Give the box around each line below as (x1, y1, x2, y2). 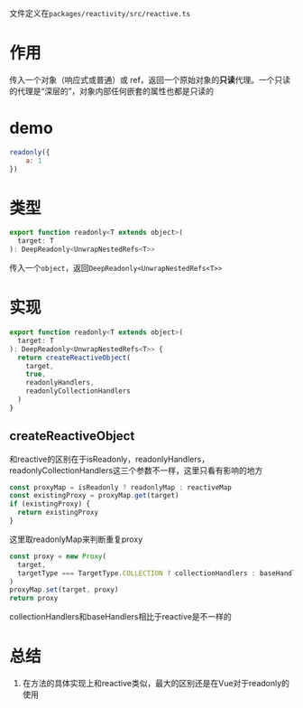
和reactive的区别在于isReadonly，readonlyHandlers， (9, 453, 210, 464)
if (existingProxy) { (9, 499, 91, 508)
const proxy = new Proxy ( (9, 552, 106, 561)
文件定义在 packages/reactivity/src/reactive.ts (9, 8, 191, 18)
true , (25, 369, 47, 379)
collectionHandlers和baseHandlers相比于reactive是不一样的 (9, 611, 232, 622)
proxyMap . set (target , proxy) (9, 585, 119, 594)
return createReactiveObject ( (17, 353, 131, 362)
